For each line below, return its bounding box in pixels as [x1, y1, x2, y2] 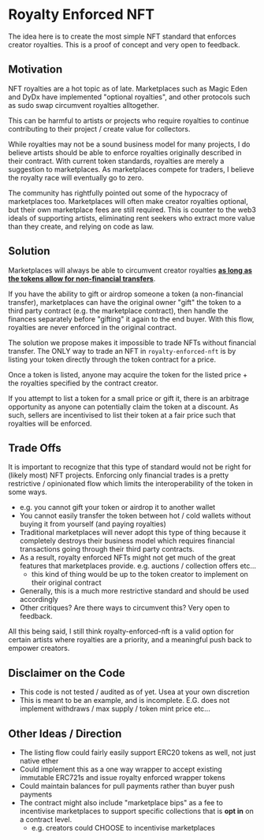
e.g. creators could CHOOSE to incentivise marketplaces [31, 823, 215, 832]
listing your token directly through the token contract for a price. [8, 355, 217, 364]
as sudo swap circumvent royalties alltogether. [8, 100, 160, 110]
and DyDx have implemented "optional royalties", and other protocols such [8, 92, 251, 102]
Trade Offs [8, 441, 61, 455]
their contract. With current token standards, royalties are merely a [8, 156, 225, 165]
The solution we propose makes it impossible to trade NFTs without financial [8, 337, 256, 348]
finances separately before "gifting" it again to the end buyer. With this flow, [8, 314, 255, 324]
